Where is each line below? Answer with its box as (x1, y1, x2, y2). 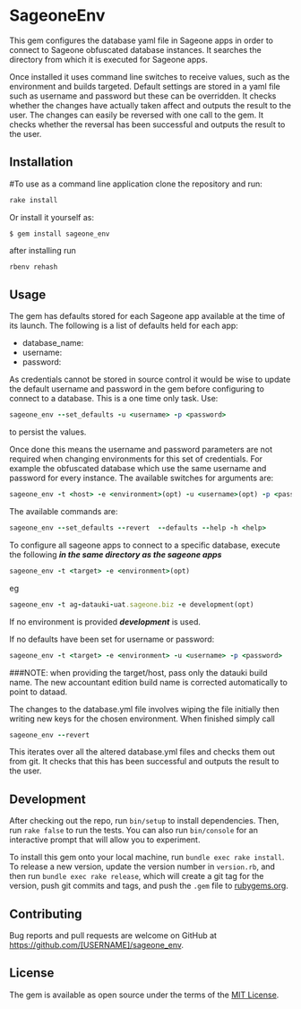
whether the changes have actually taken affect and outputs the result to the (9, 99, 291, 110)
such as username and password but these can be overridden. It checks (9, 91, 277, 101)
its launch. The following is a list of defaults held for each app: (9, 320, 239, 332)
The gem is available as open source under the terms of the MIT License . (9, 989, 279, 1000)
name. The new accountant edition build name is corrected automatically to (9, 677, 288, 687)
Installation (9, 154, 73, 170)
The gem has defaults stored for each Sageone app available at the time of (9, 311, 286, 322)
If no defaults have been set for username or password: (9, 634, 215, 644)
